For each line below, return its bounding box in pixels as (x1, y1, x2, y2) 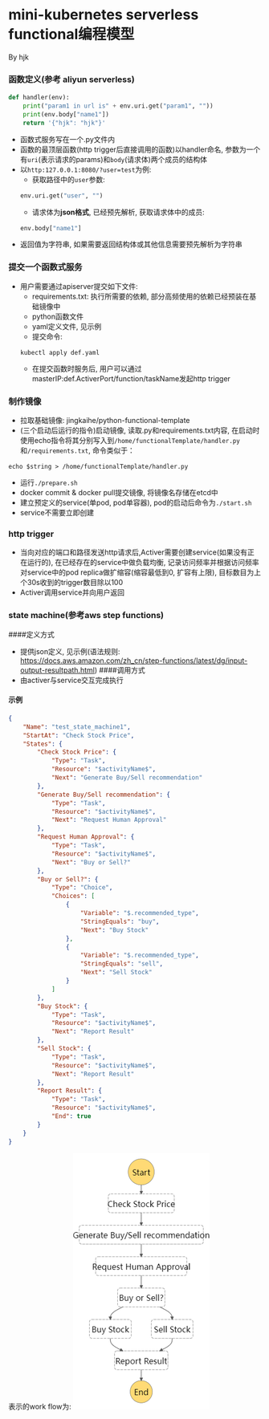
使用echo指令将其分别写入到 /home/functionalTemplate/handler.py (19, 436, 241, 445)
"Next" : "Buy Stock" (79, 925, 149, 934)
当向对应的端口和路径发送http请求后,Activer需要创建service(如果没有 (19, 547, 248, 557)
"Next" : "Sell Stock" (79, 969, 153, 977)
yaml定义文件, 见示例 (31, 321, 102, 331)
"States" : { (22, 740, 63, 748)
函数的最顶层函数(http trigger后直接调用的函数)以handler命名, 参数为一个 (19, 144, 261, 154)
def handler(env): (8, 94, 70, 102)
